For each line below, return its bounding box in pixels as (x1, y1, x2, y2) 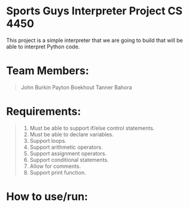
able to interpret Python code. (6, 43, 80, 50)
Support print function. (29, 169, 86, 176)
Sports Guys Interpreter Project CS (6, 4, 183, 18)
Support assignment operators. (29, 149, 107, 157)
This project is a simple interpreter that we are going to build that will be (6, 36, 184, 44)
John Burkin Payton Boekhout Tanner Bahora (20, 84, 133, 91)
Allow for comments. (29, 163, 81, 170)
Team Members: (6, 64, 89, 78)
